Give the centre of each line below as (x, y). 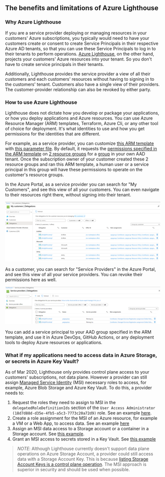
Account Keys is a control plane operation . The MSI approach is (82, 464)
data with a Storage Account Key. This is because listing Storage (83, 459)
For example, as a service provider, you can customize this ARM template (80, 143)
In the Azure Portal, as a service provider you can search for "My (71, 184)
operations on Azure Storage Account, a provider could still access (85, 454)
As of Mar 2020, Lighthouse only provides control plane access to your (77, 372)
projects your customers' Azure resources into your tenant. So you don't (79, 59)
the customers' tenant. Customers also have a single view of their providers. (82, 84)
